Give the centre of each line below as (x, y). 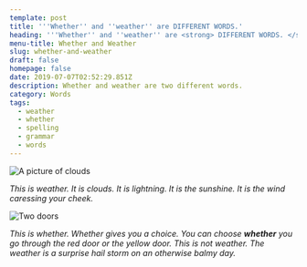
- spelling (38, 128)
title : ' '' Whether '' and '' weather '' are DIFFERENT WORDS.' (127, 26)
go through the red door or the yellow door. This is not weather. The (137, 243)
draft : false (34, 60)
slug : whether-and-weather (61, 52)
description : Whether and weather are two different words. (127, 86)
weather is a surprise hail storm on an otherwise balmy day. (122, 252)
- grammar (36, 137)
